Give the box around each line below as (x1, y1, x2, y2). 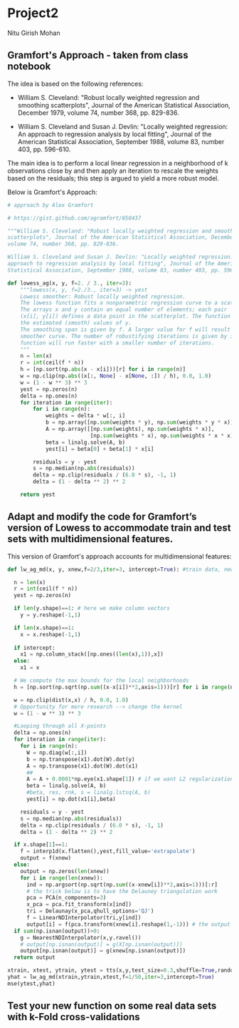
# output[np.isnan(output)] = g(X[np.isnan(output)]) (20, 940, 183, 948)
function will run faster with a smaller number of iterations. (20, 339, 215, 347)
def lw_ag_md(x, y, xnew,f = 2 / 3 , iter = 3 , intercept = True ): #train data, (7, 566, 221, 573)
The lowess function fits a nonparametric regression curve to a (20, 300, 218, 307)
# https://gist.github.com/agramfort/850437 (7, 214, 142, 222)
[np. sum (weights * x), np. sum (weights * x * (90, 432, 224, 439)
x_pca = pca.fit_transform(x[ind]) (26, 901, 132, 908)
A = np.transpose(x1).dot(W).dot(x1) (26, 762, 139, 770)
